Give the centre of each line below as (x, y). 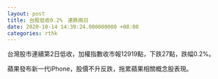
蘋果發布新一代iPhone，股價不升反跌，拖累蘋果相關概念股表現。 (100, 69)
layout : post (26, 14)
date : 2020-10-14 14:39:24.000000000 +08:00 (73, 27)
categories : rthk (32, 33)
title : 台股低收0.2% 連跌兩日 (48, 20)
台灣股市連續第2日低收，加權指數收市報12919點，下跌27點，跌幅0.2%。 (111, 54)
